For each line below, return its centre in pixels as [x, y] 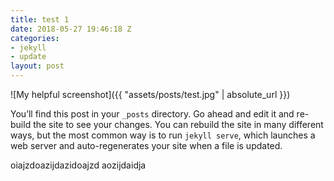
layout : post [37, 66]
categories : [35, 38]
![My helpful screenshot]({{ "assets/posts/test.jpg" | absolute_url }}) [150, 94]
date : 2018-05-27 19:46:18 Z [71, 29]
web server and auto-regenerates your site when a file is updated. [146, 145]
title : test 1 [40, 19]
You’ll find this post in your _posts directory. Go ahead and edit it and [152, 114]
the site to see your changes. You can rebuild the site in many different [178, 124]
